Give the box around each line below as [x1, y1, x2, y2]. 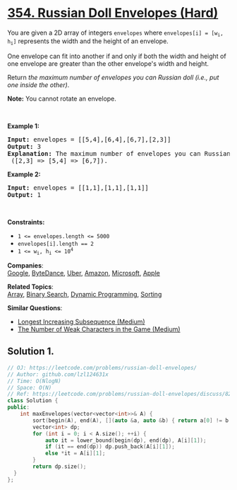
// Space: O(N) [7, 384, 52, 391]
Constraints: [7, 217, 45, 226]
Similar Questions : [7, 304, 63, 312]
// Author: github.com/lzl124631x [7, 370, 109, 378]
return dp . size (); [32, 463, 87, 470]
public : [7, 404, 30, 411]
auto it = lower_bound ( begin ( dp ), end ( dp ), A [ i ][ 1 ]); [44, 437, 207, 444]
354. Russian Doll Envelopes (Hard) [7, 5, 219, 21]
